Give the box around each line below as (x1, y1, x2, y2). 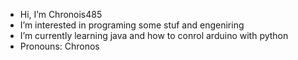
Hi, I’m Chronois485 (19, 9, 103, 20)
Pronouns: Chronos (19, 40, 100, 52)
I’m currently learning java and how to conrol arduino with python (19, 30, 289, 41)
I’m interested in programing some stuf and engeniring (19, 19, 245, 31)
